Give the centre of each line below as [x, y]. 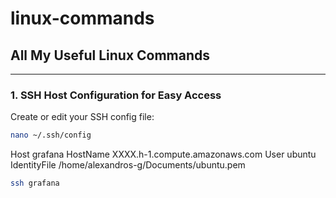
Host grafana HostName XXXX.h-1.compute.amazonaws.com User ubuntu [163, 154]
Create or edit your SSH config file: [82, 117]
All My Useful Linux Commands [110, 55]
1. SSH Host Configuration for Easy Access [116, 95]
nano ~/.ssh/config [51, 135]
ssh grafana [35, 183]
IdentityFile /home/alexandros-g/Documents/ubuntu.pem [128, 165]
